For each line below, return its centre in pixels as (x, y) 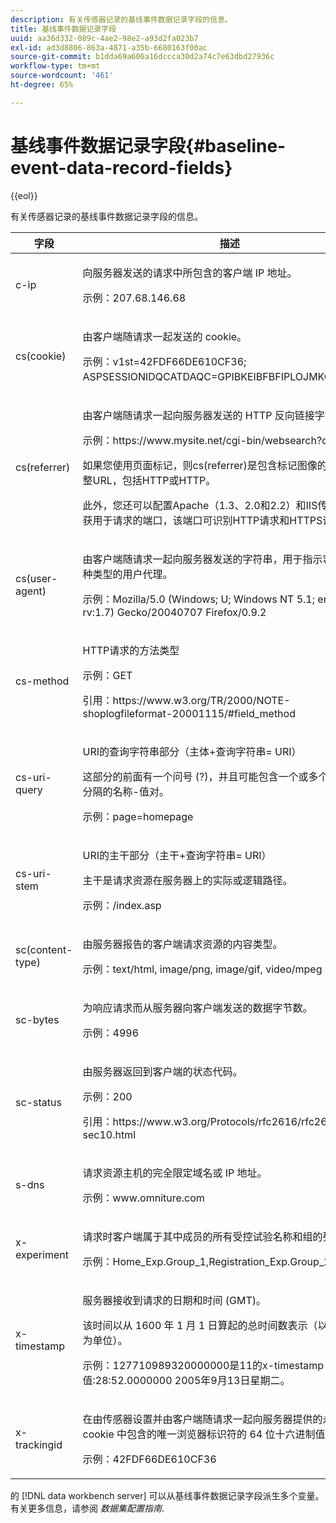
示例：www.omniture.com (143, 1198)
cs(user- (36, 578)
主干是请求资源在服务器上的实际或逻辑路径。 (187, 880)
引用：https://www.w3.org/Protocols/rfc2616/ (192, 1121)
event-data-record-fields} (121, 167)
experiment (42, 1254)
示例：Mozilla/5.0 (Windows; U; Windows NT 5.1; (199, 599)
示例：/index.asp (122, 905)
